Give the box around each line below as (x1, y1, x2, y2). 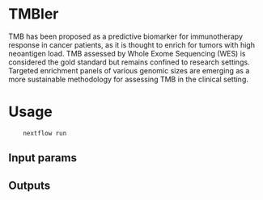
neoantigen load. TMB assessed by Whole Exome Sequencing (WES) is (8, 48, 246, 58)
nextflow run (23, 129, 67, 137)
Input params (8, 151, 77, 165)
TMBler (8, 5, 59, 23)
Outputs (8, 178, 51, 192)
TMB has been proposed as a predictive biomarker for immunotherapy (8, 31, 244, 41)
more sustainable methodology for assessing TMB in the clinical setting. (8, 74, 249, 84)
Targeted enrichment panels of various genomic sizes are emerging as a (8, 65, 250, 75)
